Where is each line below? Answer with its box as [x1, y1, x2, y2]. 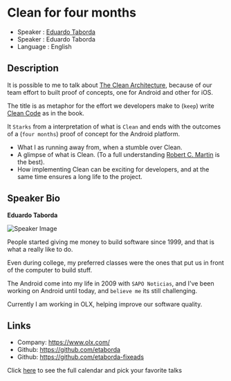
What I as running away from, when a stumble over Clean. [17, 143, 183, 151]
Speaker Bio [7, 192, 61, 205]
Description [7, 62, 59, 74]
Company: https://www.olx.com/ [17, 338, 111, 346]
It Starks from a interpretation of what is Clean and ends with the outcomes [7, 122, 221, 131]
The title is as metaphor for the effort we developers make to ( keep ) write [7, 102, 214, 110]
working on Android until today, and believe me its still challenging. [7, 286, 198, 295]
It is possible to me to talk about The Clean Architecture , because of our [7, 81, 212, 89]
